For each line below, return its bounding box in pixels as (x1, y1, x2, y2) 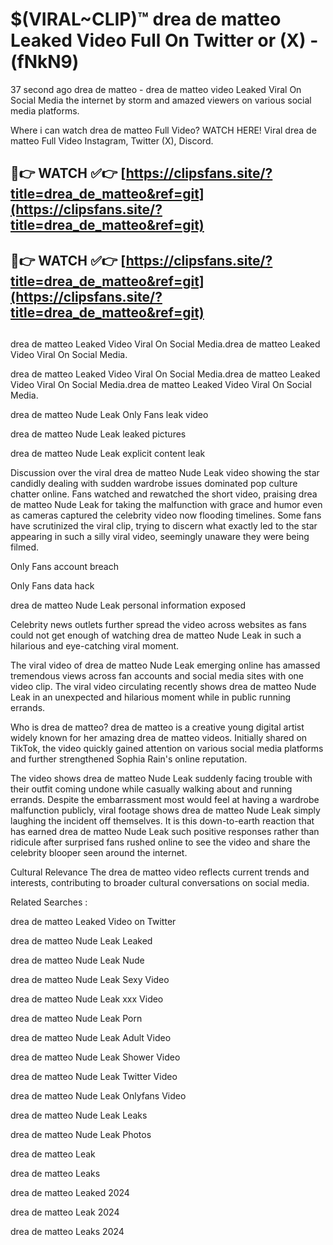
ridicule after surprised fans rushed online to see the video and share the (10, 836, 311, 848)
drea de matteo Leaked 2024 (10, 1187, 130, 1199)
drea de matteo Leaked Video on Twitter (10, 916, 177, 928)
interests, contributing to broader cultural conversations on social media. (10, 877, 310, 889)
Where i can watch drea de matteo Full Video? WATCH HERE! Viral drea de (10, 124, 317, 136)
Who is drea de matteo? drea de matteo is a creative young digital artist (10, 721, 305, 733)
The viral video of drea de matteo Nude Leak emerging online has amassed (10, 659, 321, 672)
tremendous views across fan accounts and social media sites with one (10, 670, 304, 682)
